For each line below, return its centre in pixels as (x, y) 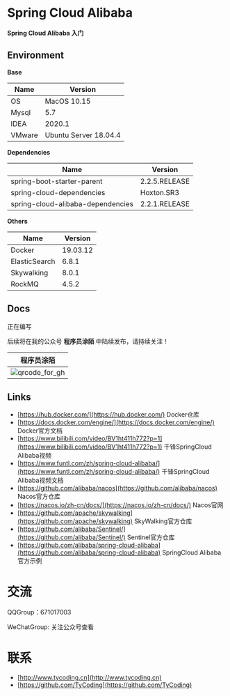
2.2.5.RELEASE (165, 181)
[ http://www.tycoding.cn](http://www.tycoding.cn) (89, 678)
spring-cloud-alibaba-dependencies (72, 203)
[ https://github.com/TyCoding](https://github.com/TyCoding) (105, 685)
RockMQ (25, 284)
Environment (36, 55)
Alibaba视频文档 (40, 480)
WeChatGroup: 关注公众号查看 (50, 627)
